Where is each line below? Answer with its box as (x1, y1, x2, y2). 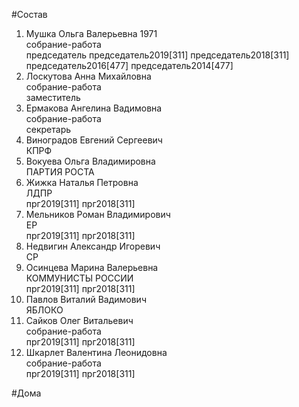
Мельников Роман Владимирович (25, 209, 171, 220)
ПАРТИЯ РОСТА (25, 166, 95, 178)
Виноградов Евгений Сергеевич (25, 134, 163, 146)
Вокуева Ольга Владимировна (25, 155, 156, 167)
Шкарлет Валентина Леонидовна (25, 347, 168, 358)
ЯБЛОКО (25, 304, 64, 316)
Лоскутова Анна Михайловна (25, 70, 152, 82)
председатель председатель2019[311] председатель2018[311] (25, 49, 290, 61)
